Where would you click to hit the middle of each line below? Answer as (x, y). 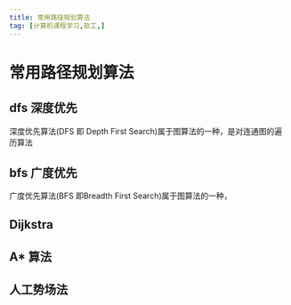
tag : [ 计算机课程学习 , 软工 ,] (57, 26)
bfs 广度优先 (43, 173)
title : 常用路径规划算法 (50, 17)
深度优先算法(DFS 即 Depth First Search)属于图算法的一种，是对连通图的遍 (146, 131)
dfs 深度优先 (43, 108)
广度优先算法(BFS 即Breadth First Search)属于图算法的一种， (121, 196)
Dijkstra (31, 225)
